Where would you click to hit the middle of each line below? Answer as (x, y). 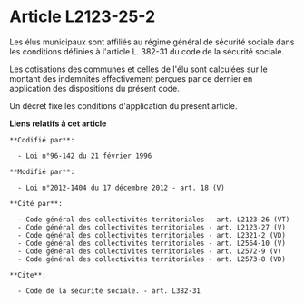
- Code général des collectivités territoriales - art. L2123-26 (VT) (154, 220)
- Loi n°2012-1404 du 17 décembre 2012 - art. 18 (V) (121, 188)
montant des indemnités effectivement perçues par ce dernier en (131, 78)
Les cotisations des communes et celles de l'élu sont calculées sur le (138, 69)
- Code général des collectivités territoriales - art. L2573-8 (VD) (152, 259)
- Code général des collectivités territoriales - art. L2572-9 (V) (150, 251)
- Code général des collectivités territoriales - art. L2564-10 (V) (152, 243)
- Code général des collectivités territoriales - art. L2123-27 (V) (152, 227)
